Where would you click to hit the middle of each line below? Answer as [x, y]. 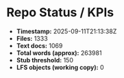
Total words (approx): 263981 [59, 53]
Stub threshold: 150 [45, 60]
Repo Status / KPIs [60, 13]
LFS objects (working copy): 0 [60, 67]
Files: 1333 [32, 38]
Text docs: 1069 [39, 45]
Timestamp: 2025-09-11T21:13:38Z [66, 31]
